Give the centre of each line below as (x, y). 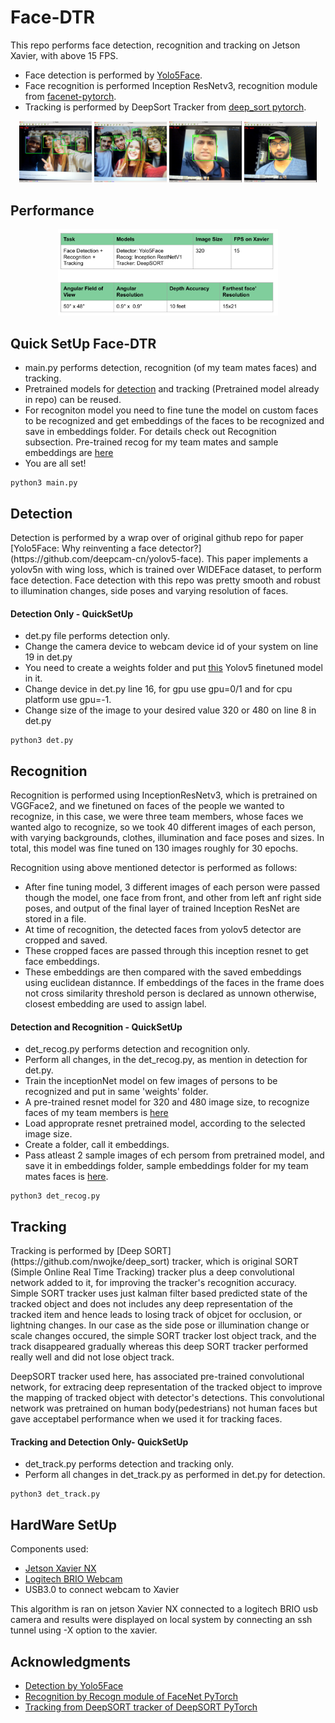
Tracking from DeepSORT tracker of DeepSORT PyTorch (141, 1707)
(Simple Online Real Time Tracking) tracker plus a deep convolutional (152, 1272)
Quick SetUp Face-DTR (83, 343)
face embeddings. (62, 962)
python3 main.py (44, 483)
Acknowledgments (71, 1661)
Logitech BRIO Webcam (73, 1579)
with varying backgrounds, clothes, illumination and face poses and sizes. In (167, 838)
